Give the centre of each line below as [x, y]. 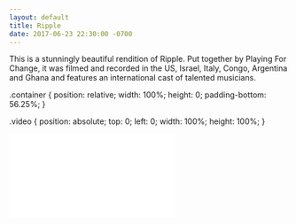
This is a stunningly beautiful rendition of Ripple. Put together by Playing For [148, 59]
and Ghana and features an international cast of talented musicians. [133, 78]
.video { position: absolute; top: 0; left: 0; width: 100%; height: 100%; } [137, 121]
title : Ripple [35, 26]
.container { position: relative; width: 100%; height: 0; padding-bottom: [138, 95]
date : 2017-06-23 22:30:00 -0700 [71, 34]
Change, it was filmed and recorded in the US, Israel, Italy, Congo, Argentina [148, 68]
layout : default [39, 17]
